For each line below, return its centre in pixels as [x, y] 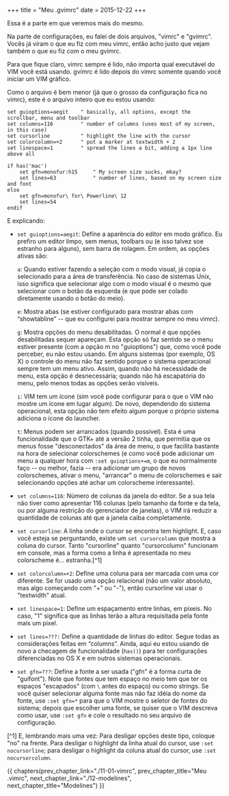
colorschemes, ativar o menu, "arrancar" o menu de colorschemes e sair [119, 475]
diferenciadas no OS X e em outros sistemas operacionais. [99, 658]
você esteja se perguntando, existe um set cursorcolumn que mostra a [116, 538]
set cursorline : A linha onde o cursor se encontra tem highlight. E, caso [119, 531]
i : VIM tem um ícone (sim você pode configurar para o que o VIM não [115, 396]
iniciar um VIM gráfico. [39, 79]
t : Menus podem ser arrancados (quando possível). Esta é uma [106, 432]
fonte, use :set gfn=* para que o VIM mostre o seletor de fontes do [112, 701]
